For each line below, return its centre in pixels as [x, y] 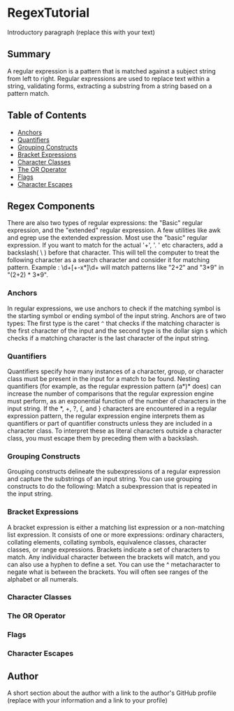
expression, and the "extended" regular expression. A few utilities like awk [114, 230]
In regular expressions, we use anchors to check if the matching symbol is [114, 308]
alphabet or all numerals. [43, 579]
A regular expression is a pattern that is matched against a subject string [112, 71]
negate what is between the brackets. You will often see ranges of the [108, 572]
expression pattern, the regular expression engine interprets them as [106, 416]
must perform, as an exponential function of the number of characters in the [117, 401]
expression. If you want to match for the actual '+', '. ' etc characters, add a [115, 245]
